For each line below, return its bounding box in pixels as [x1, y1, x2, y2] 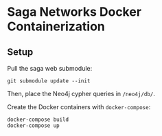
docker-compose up [7, 122, 60, 129]
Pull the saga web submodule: [7, 65, 93, 72]
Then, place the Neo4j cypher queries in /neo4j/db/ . [7, 90, 156, 98]
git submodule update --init [7, 78, 91, 84]
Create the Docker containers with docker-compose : [7, 103, 151, 111]
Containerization [7, 19, 105, 34]
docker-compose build [7, 116, 69, 123]
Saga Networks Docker [7, 4, 142, 20]
